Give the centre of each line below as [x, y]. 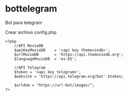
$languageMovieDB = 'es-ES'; [46, 59]
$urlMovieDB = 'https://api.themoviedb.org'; [69, 54]
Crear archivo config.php [31, 32]
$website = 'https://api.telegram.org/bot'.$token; [69, 76]
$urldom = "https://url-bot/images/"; [54, 85]
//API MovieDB [29, 45]
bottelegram [31, 9]
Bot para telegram [24, 22]
